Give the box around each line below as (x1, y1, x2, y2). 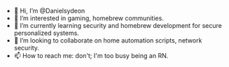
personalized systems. (13, 29, 79, 37)
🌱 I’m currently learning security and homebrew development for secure (13, 22, 222, 29)
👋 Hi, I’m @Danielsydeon (13, 7, 85, 15)
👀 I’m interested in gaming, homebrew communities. (13, 14, 165, 22)
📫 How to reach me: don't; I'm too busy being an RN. (13, 52, 169, 59)
